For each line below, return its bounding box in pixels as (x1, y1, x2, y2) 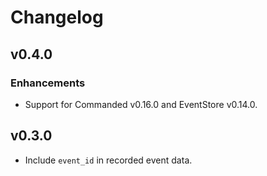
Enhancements (10, 76, 86, 90)
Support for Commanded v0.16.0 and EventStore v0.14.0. (24, 98, 258, 110)
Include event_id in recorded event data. (24, 154, 193, 166)
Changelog (10, 6, 104, 29)
